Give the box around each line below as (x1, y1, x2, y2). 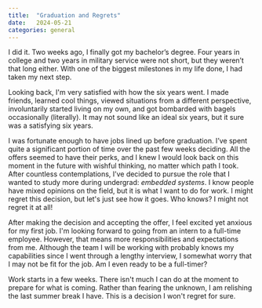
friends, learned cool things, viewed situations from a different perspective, (8, 96, 252, 106)
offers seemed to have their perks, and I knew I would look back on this (8, 153, 239, 162)
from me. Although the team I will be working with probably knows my (8, 243, 235, 252)
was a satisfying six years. (8, 121, 94, 130)
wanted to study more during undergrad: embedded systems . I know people (8, 178, 254, 187)
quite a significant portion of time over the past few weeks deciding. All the (8, 144, 251, 154)
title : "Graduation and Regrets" (8, 11, 122, 20)
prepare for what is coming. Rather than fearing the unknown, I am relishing (8, 283, 253, 292)
